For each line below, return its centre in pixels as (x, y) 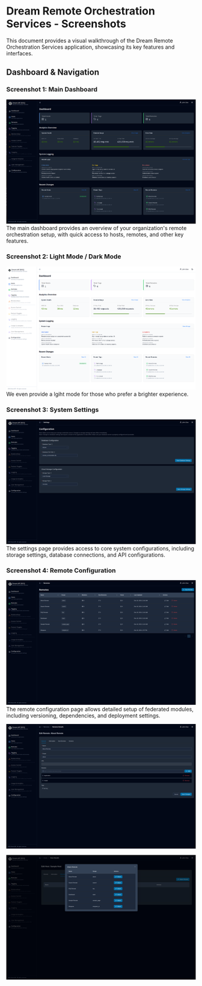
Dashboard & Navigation (53, 73)
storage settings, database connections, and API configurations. (86, 555)
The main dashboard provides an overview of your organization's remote (96, 228)
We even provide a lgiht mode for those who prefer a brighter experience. (97, 394)
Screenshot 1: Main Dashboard (52, 90)
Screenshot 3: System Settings (53, 410)
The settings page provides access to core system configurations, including (100, 549)
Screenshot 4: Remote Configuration (61, 570)
